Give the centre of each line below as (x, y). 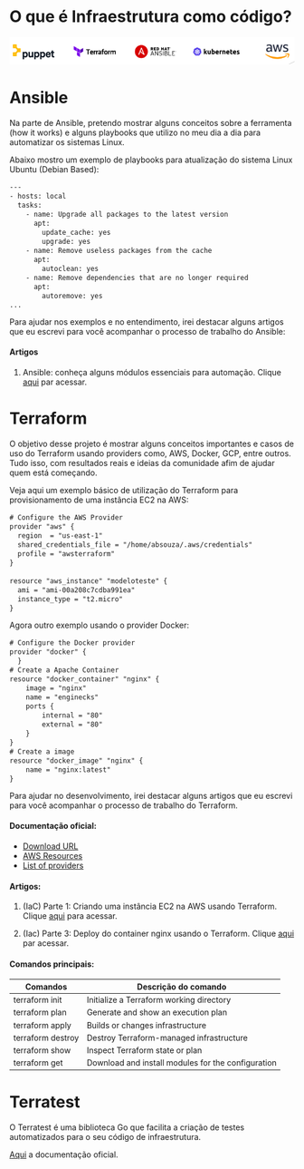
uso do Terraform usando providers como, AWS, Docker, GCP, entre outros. (150, 453)
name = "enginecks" (62, 697)
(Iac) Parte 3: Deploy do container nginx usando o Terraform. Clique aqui (158, 934)
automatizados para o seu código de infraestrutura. (105, 1136)
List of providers (53, 865)
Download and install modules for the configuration (182, 1063)
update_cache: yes (76, 232)
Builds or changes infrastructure (146, 1025)
